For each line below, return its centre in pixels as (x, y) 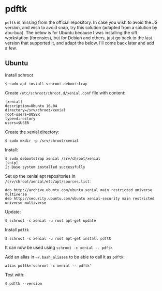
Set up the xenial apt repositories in (40, 176)
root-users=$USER (22, 114)
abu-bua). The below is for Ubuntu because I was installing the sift (71, 32)
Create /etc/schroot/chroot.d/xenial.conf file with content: (65, 92)
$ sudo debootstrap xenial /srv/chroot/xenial (53, 158)
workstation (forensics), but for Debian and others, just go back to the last (79, 38)
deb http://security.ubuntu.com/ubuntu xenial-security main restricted (80, 199)
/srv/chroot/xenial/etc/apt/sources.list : (48, 181)
